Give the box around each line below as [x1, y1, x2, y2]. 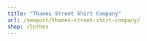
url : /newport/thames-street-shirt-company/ [7, 17, 141, 24]
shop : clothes [7, 23, 49, 30]
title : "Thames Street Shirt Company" [7, 10, 122, 17]
